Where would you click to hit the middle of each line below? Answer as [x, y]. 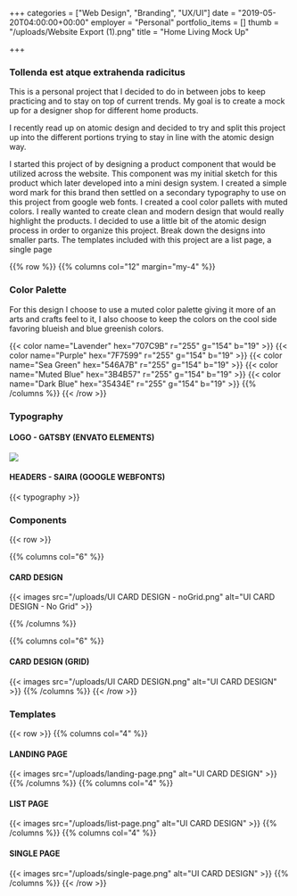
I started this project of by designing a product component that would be [143, 164]
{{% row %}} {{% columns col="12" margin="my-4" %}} [112, 267]
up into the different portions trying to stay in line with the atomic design [142, 137]
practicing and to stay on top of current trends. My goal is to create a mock [147, 101]
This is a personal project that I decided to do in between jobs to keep [137, 92]
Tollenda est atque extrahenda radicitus [97, 72]
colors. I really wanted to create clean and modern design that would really [147, 212]
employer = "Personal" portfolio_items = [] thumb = [185, 22]
